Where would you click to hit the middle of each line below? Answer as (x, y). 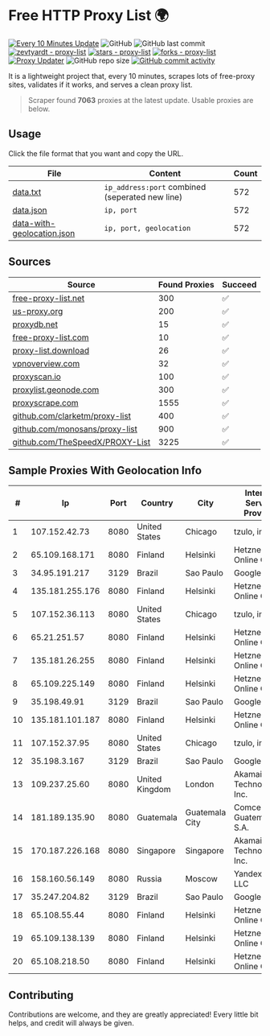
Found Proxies (186, 284)
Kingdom (153, 790)
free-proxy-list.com (51, 337)
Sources (30, 262)
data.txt (27, 192)
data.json (30, 210)
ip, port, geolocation (147, 228)
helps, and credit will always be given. (71, 1023)
